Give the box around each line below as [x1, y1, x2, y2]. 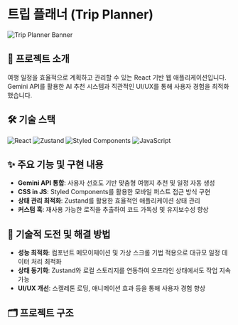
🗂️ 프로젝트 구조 [7, 307, 75, 319]
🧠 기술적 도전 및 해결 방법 [7, 228, 111, 240]
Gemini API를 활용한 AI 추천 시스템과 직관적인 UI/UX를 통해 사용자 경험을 [7, 82, 211, 90]
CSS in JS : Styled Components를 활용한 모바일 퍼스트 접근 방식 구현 [17, 188, 211, 196]
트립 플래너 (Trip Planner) [7, 6, 154, 23]
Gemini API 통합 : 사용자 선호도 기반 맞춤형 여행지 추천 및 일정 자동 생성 [17, 179, 215, 187]
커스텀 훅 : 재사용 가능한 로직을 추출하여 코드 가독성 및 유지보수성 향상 [17, 206, 209, 214]
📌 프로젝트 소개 [7, 53, 70, 65]
